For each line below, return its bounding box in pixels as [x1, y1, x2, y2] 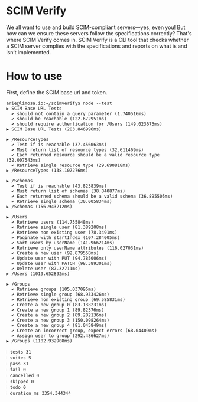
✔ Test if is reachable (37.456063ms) [11, 142, 108, 148]
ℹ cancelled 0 [6, 372, 40, 378]
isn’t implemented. [6, 48, 51, 55]
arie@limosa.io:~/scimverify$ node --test [6, 100, 112, 106]
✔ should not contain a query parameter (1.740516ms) [11, 110, 147, 116]
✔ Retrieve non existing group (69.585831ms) [11, 296, 126, 302]
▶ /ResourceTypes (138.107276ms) [6, 167, 89, 174]
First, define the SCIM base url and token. [6, 89, 108, 96]
